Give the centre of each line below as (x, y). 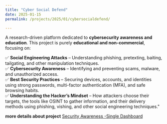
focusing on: (18, 48)
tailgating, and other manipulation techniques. (52, 63)
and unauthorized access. (32, 74)
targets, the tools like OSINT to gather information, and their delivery (75, 101)
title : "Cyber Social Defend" (37, 10)
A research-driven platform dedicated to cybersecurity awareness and (79, 37)
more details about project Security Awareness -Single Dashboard (74, 116)
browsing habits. (22, 91)
